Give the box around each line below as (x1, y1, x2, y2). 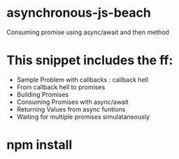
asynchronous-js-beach (6, 5, 151, 21)
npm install (6, 137, 73, 153)
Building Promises (16, 90, 69, 98)
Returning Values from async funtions (16, 105, 126, 113)
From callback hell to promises (16, 82, 106, 91)
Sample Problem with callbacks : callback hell (16, 75, 148, 84)
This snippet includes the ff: (6, 52, 173, 68)
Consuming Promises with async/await (16, 98, 129, 106)
